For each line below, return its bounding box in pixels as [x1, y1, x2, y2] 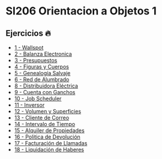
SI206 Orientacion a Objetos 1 [5, 4, 157, 18]
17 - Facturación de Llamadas [14, 140, 88, 146]
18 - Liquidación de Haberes [14, 146, 85, 153]
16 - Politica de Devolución [14, 133, 80, 140]
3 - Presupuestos [14, 57, 58, 64]
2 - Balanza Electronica [14, 50, 73, 58]
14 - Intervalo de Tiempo [14, 121, 76, 127]
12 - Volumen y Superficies [14, 108, 82, 115]
